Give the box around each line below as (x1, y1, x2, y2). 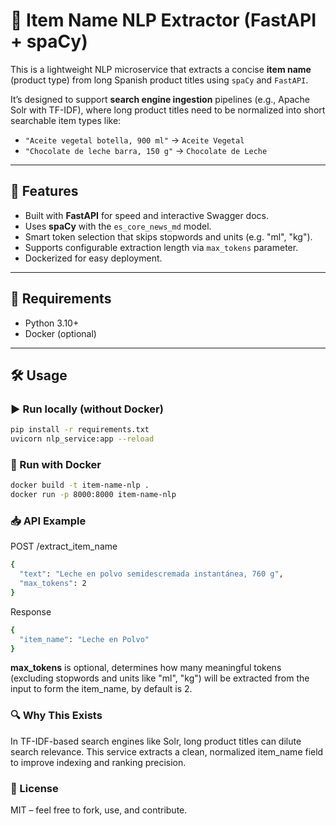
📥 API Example (10, 514, 87, 528)
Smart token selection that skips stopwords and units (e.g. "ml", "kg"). (24, 230, 313, 243)
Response (10, 605, 52, 618)
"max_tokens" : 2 (19, 579, 87, 589)
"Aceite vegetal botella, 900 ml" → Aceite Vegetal (24, 134, 245, 146)
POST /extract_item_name (10, 540, 118, 553)
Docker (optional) (24, 327, 97, 339)
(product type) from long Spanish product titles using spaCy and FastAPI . (10, 74, 309, 86)
